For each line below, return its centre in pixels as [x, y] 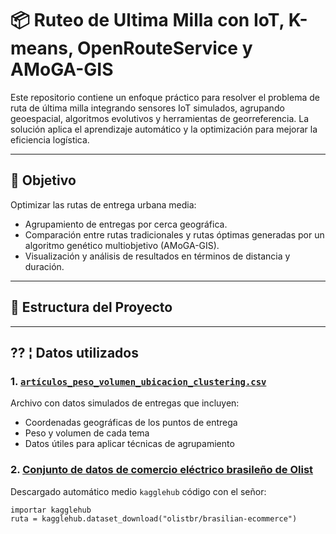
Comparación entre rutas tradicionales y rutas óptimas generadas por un [174, 234]
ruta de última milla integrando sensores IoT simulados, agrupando [147, 108]
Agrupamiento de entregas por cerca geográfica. [126, 224]
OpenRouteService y [164, 48]
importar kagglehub [51, 510]
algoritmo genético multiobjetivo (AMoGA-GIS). [122, 245]
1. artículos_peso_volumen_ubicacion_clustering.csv [138, 381]
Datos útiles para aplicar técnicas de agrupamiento [129, 444]
